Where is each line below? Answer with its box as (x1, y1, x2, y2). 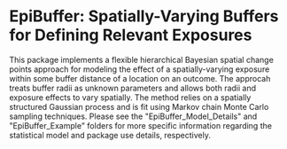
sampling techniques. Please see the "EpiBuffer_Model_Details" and (9, 111, 258, 122)
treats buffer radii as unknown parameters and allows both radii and (9, 82, 257, 93)
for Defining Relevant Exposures (9, 25, 252, 45)
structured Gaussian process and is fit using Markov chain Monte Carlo (9, 101, 269, 112)
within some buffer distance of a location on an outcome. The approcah (9, 73, 271, 83)
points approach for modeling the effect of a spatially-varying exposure (9, 64, 270, 74)
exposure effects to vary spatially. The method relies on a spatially (9, 91, 252, 103)
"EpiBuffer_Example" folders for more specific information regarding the (9, 120, 273, 130)
